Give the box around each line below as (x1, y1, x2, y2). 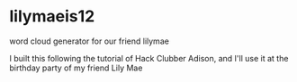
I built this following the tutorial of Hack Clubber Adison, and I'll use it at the (9, 53, 289, 63)
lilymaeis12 (9, 6, 95, 27)
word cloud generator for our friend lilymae (9, 36, 169, 46)
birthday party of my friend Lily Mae (9, 62, 143, 73)
